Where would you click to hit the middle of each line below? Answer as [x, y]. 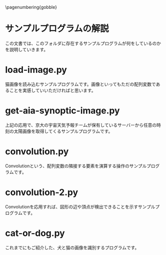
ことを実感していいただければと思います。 [53, 90]
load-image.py [36, 70]
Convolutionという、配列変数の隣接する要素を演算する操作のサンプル [76, 166]
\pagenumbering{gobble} [31, 7]
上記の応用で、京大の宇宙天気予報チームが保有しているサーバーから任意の [81, 125]
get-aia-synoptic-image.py [62, 111]
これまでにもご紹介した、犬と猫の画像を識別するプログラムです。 [72, 248]
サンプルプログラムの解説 [57, 29]
